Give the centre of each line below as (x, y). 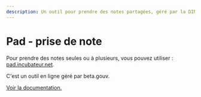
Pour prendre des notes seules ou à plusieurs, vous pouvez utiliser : (90, 58)
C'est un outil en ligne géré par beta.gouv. (58, 76)
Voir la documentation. (34, 87)
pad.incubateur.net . (31, 64)
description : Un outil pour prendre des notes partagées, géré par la (96, 12)
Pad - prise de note (54, 41)
